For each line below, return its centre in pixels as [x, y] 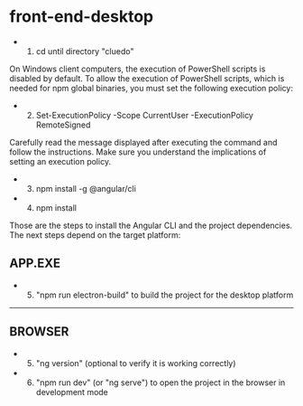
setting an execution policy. [60, 161]
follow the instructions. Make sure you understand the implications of [138, 152]
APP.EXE [35, 264]
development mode [72, 392]
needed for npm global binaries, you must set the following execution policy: [151, 88]
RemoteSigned [63, 125]
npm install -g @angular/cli [86, 188]
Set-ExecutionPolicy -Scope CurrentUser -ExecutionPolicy [145, 115]
